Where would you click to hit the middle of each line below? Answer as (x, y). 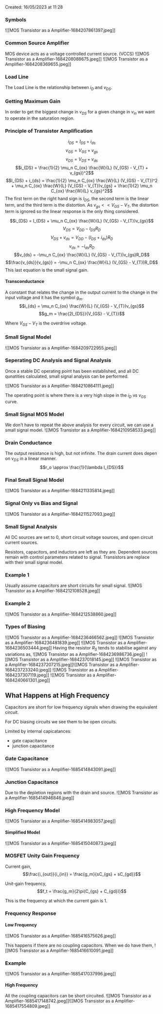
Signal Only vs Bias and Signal (41, 503)
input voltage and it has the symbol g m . (44, 298)
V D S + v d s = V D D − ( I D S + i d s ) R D (82, 238)
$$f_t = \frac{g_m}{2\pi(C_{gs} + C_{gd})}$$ (82, 891)
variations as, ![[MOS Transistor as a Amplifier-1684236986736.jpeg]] (75, 654)
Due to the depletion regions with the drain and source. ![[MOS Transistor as (81, 793)
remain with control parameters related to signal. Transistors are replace (77, 557)
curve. (11, 401)
